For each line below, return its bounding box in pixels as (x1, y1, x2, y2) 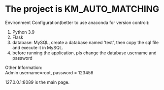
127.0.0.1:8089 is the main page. (5, 79, 70, 85)
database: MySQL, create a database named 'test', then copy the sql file (12, 39, 159, 45)
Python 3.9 (12, 29, 35, 35)
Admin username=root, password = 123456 (5, 69, 94, 75)
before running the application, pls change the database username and (12, 50, 157, 56)
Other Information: (5, 65, 43, 70)
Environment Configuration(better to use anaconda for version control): (5, 20, 150, 25)
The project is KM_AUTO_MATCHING (5, 3, 160, 15)
